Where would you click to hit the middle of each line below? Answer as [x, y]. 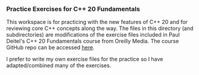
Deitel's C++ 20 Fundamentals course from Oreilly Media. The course [93, 41]
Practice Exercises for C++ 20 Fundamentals [73, 9]
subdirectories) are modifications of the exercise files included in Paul [93, 35]
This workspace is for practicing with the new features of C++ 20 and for [97, 22]
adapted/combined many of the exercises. [59, 65]
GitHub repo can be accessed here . [50, 47]
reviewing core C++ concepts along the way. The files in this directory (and [100, 28]
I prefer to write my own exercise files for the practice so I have [85, 59]
